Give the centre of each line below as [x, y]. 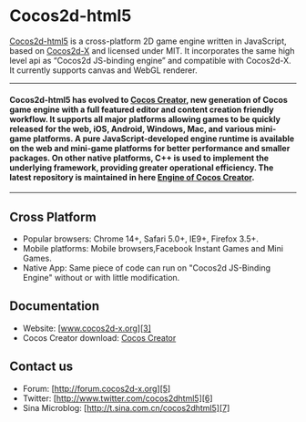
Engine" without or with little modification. [101, 277]
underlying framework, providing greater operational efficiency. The [142, 167]
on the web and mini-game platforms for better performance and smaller [150, 148]
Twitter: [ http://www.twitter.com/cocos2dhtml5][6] [117, 398]
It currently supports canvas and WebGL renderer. [103, 70]
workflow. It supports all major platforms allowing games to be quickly [145, 118]
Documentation [55, 306]
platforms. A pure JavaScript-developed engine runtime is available [164, 139]
